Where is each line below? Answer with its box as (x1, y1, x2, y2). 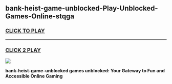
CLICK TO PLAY (5, 27, 45, 35)
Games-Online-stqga (5, 12, 75, 21)
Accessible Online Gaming (5, 73, 63, 79)
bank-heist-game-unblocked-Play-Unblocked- (5, 4, 158, 13)
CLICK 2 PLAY (5, 46, 41, 53)
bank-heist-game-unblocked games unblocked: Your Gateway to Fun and (5, 67, 165, 73)
